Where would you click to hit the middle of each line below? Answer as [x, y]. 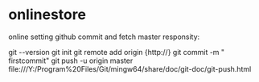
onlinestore [47, 15]
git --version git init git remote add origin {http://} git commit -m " [117, 52]
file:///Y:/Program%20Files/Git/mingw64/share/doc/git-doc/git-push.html [130, 68]
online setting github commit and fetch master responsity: [104, 37]
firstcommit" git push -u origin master [71, 61]
